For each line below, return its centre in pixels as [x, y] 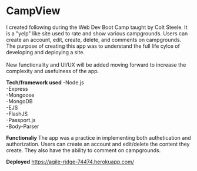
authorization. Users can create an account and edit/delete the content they [98, 144]
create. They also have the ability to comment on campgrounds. [84, 150]
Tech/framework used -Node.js [45, 82]
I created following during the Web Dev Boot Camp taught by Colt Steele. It [97, 27]
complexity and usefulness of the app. [53, 71]
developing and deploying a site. [46, 52]
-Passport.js [21, 120]
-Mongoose [20, 95]
